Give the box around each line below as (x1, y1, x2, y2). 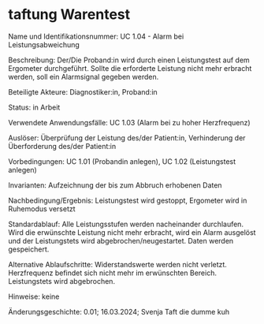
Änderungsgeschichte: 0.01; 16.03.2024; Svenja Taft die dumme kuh (8, 307, 230, 316)
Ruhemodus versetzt (8, 203, 76, 214)
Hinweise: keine (8, 292, 60, 301)
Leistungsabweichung (8, 39, 80, 49)
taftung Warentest (8, 6, 131, 24)
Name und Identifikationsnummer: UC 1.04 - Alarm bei (8, 32, 184, 41)
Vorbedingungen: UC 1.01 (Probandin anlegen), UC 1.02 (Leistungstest (8, 156, 236, 166)
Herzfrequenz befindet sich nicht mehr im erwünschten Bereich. (8, 268, 217, 277)
